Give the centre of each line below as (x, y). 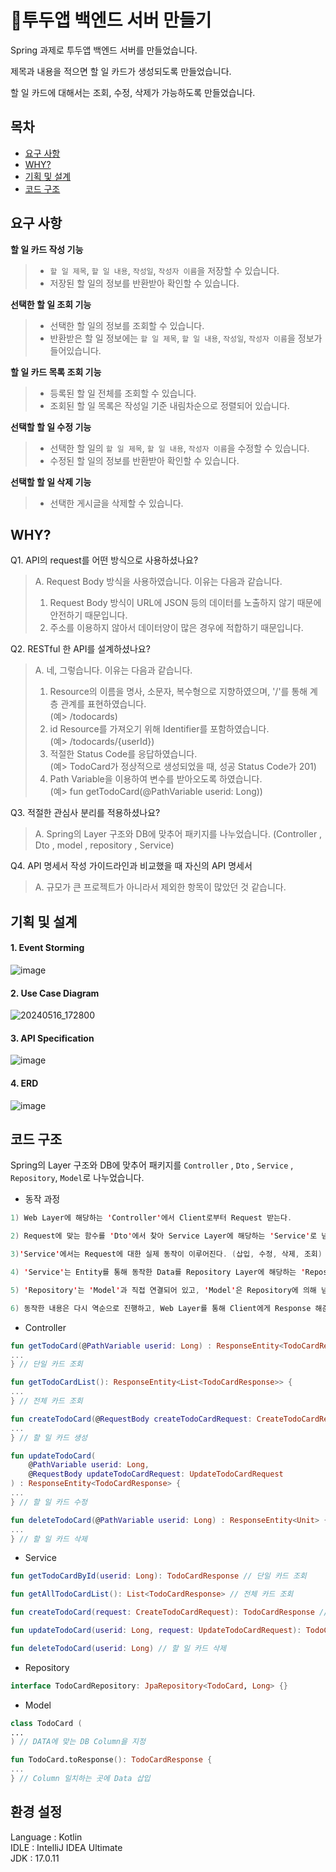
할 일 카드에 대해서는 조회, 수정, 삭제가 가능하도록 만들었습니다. (133, 92)
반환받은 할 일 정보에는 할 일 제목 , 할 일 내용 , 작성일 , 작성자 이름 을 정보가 (186, 338)
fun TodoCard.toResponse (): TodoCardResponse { (111, 1760)
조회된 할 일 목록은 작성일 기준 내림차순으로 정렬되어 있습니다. (169, 405)
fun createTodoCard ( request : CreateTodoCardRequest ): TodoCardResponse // (169, 1612)
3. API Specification (52, 1038)
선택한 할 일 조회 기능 (51, 304)
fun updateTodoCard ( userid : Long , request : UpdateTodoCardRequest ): (156, 1631)
